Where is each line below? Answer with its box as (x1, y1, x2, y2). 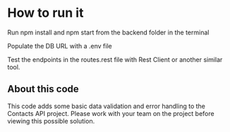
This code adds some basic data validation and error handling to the (7, 102, 206, 110)
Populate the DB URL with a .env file (7, 41, 112, 50)
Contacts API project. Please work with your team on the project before (7, 109, 214, 117)
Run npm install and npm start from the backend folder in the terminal (7, 28, 210, 37)
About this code (7, 83, 79, 95)
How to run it (7, 5, 84, 21)
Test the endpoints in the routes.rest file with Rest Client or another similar (7, 55, 223, 64)
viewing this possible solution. (7, 117, 95, 125)
